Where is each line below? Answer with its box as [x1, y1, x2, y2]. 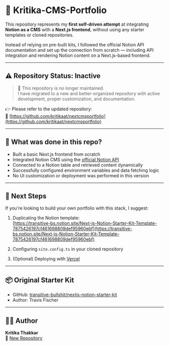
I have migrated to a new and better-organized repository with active [17, 90, 160, 96]
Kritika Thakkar [5, 330, 39, 335]
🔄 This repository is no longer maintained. [17, 85, 105, 91]
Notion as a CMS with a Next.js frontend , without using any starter [5, 26, 145, 32]
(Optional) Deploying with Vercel [12, 256, 80, 262]
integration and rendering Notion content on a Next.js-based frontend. [5, 52, 151, 58]
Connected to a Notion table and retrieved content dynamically [12, 162, 143, 168]
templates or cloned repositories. [5, 32, 74, 38]
